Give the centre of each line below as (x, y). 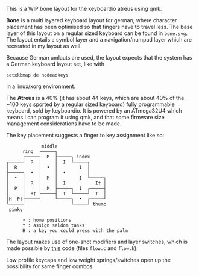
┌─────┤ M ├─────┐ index (56, 157)
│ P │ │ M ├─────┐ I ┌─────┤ (56, 189)
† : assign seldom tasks (53, 225)
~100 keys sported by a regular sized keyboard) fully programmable (90, 104)
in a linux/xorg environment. (41, 86)
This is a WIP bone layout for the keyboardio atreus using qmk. (84, 9)
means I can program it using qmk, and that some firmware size (85, 117)
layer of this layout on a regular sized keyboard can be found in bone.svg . (97, 33)
